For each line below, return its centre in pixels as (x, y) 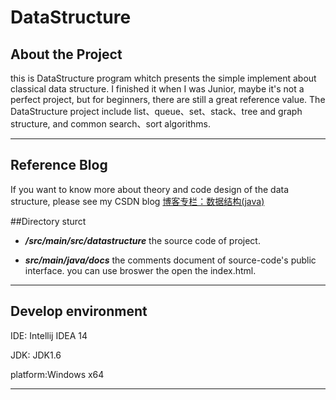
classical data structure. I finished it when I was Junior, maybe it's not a (157, 89)
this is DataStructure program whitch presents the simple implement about (163, 78)
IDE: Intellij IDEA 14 (49, 335)
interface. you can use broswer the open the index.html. (140, 270)
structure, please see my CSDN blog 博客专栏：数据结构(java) (137, 201)
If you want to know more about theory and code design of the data (150, 189)
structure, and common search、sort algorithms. (110, 124)
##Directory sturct (48, 221)
